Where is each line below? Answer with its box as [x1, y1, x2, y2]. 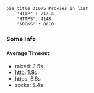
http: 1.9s [14, 69, 37, 76]
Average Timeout [6, 49, 50, 56]
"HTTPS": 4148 [17, 16, 51, 22]
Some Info [6, 34, 37, 43]
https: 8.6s [14, 75, 41, 82]
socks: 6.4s [14, 82, 43, 89]
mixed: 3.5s [14, 63, 43, 70]
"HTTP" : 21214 [17, 11, 54, 17]
